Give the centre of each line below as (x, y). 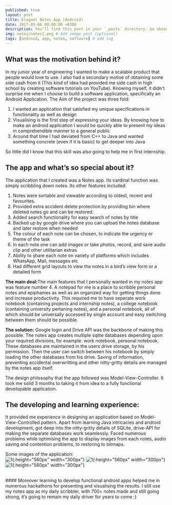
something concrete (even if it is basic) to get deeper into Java (79, 142)
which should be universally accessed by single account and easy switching (86, 314)
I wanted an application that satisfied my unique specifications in (81, 109)
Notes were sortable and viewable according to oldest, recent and (82, 195)
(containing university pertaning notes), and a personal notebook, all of (80, 309)
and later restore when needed (45, 228)
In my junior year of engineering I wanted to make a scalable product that (82, 72)
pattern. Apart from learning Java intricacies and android (101, 422)
